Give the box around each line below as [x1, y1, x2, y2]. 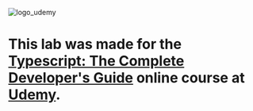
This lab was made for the [8, 36, 182, 53]
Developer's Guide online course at [8, 69, 245, 87]
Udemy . [8, 86, 61, 104]
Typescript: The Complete [8, 52, 185, 71]
